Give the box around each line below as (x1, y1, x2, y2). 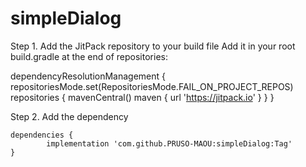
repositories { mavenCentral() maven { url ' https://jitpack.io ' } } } (10, 91, 275, 103)
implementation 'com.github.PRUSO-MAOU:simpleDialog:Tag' (46, 138, 293, 149)
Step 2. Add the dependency (10, 110, 129, 122)
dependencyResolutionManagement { (10, 70, 167, 82)
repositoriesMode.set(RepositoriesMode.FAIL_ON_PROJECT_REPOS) (10, 80, 294, 92)
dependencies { (10, 130, 74, 140)
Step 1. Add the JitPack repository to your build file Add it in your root (10, 40, 296, 52)
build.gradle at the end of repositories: (10, 50, 168, 62)
